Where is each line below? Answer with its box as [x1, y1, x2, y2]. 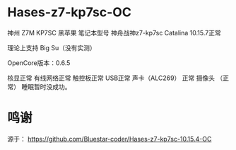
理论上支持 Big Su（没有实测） [7, 43, 97, 52]
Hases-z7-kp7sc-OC [7, 4, 132, 21]
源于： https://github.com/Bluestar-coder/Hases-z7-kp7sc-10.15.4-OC [7, 134, 212, 143]
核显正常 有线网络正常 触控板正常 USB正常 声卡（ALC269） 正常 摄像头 [7, 74, 216, 82]
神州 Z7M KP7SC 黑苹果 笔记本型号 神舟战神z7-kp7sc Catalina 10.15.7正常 [7, 28, 221, 37]
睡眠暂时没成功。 [20, 82, 71, 91]
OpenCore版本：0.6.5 [7, 58, 71, 67]
